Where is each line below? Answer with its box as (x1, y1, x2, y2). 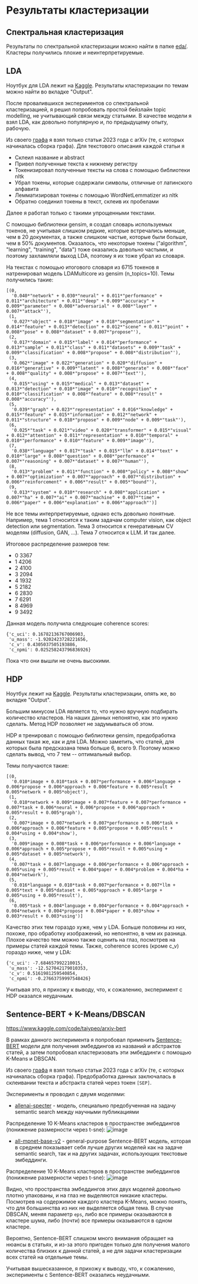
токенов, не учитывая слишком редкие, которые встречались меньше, (6, 227, 186, 234)
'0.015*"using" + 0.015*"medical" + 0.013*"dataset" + (11, 381, 150, 387)
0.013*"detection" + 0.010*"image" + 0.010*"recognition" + (6, 385, 158, 392)
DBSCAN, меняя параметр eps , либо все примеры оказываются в (6, 1211, 172, 1218)
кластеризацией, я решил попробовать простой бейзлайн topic (6, 106, 167, 113)
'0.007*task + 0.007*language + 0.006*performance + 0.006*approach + (11, 861, 189, 867)
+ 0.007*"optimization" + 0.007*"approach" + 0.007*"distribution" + (6, 474, 181, 479)
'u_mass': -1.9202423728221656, (8, 636, 89, 642)
